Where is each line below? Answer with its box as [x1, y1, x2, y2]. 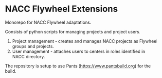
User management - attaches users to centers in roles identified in [12, 48, 145, 54]
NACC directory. [12, 53, 45, 59]
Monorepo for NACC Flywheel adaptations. [5, 19, 91, 25]
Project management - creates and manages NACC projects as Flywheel [12, 38, 158, 44]
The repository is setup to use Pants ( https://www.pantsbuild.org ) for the [5, 63, 151, 69]
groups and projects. [12, 43, 54, 49]
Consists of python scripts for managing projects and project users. [5, 29, 141, 34]
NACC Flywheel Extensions [5, 3, 118, 15]
